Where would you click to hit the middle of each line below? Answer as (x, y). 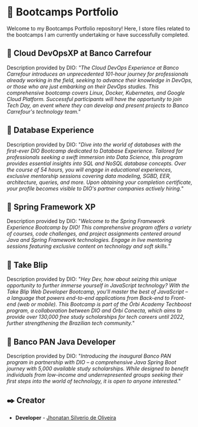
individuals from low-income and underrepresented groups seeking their (95, 375)
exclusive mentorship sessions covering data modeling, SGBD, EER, (89, 176)
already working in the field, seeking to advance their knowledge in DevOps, (100, 80)
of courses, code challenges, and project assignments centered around (94, 234)
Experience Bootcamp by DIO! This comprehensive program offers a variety (99, 228)
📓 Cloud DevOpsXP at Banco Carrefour (79, 54)
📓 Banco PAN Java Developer (61, 342)
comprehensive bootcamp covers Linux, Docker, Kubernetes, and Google (96, 93)
